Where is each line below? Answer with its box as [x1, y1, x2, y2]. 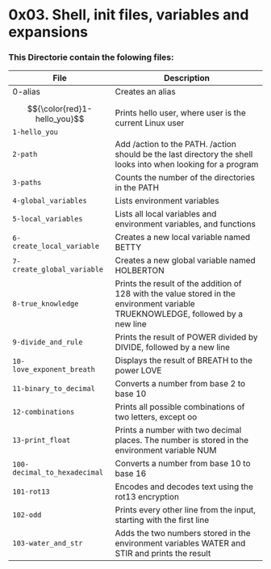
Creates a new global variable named [115, 255, 256, 266]
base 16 [115, 468, 147, 479]
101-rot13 [12, 487, 50, 496]
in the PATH [115, 182, 160, 193]
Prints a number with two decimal [115, 424, 242, 436]
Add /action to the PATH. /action [115, 139, 236, 150]
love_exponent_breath [12, 365, 95, 374]
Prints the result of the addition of [115, 278, 242, 289]
